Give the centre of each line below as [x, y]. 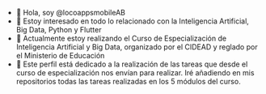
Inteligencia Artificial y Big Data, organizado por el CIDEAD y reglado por [137, 47]
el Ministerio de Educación [60, 56]
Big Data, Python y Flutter [59, 30]
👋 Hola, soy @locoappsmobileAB [71, 13]
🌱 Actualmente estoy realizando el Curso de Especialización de [121, 38]
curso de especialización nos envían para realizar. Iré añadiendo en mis [135, 73]
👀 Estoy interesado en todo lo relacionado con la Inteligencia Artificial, [132, 21]
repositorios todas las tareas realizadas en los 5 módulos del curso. [128, 81]
